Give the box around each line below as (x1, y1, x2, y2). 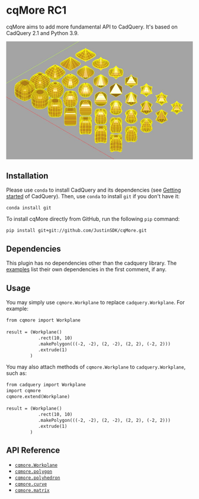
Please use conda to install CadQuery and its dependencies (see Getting (6, 186, 181, 193)
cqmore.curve (14, 481, 47, 487)
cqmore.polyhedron (14, 475, 60, 481)
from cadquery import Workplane (6, 382, 86, 388)
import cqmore (6, 388, 41, 394)
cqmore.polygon (14, 468, 53, 475)
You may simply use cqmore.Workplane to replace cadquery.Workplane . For (6, 299, 185, 306)
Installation (6, 171, 49, 181)
